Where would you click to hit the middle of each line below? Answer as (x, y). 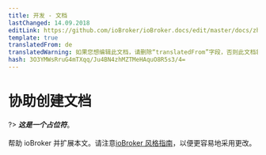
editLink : (25, 30)
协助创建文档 (50, 102)
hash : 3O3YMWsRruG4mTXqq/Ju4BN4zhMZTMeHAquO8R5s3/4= (97, 60)
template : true (33, 38)
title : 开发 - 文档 (38, 15)
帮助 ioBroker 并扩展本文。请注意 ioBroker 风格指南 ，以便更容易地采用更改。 (132, 142)
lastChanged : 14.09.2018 (49, 23)
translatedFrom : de (40, 45)
